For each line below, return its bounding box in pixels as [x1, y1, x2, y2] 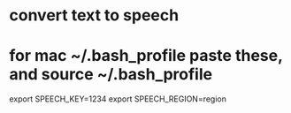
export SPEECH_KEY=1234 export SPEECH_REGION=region [9, 94, 227, 104]
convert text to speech [9, 5, 180, 26]
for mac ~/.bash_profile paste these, [9, 46, 283, 66]
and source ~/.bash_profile [9, 64, 213, 85]
